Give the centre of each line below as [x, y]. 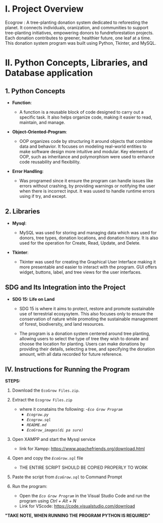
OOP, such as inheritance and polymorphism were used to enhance [87, 157]
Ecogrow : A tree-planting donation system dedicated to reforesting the [77, 22]
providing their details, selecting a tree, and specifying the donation [87, 349]
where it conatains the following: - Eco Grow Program [71, 409]
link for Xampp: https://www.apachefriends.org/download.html [82, 449]
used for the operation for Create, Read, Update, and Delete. [80, 243]
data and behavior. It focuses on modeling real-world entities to [83, 146]
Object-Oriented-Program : [39, 132]
